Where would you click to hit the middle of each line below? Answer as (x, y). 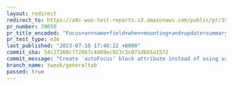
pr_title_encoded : (33, 33)
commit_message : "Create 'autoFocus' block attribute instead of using (112, 59)
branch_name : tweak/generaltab (52, 65)
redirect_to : (25, 20)
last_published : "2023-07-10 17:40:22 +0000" (73, 46)
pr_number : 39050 (32, 26)
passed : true (25, 71)
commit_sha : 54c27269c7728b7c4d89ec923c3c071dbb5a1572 (88, 53)
